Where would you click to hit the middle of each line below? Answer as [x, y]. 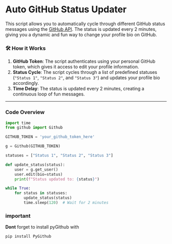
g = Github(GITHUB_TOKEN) [33, 146]
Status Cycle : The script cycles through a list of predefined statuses [85, 72]
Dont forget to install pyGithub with [42, 227]
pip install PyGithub [28, 237]
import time [18, 123]
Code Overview [25, 112]
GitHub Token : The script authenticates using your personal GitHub [84, 61]
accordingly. [26, 83]
